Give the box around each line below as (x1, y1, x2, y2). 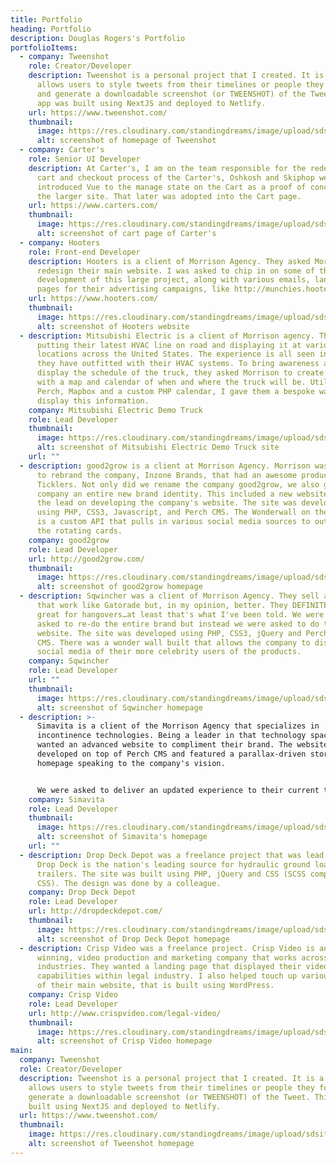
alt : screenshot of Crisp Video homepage (36, 1036, 213, 1046)
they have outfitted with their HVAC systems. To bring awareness (36, 359, 320, 369)
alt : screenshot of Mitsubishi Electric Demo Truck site (36, 442, 280, 453)
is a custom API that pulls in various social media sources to (36, 517, 311, 527)
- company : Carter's (19, 145, 105, 155)
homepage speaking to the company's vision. (36, 758, 226, 768)
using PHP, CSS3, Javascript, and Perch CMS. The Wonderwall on (36, 507, 311, 518)
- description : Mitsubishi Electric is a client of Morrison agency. (19, 331, 315, 341)
